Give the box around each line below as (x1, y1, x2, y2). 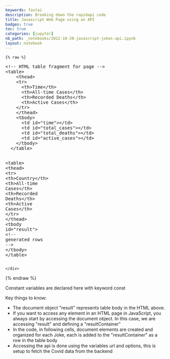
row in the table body (12, 337, 58, 343)
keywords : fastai (5, 7, 42, 13)
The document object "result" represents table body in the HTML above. (12, 304, 165, 310)
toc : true (5, 27, 27, 32)
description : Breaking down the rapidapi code (5, 12, 106, 17)
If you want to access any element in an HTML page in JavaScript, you (12, 310, 162, 316)
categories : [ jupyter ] (5, 31, 54, 36)
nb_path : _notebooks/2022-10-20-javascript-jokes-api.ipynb (5, 36, 136, 41)
